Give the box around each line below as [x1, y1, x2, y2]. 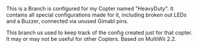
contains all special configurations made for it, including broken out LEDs [6, 11, 187, 18]
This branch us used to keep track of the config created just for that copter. [6, 29, 193, 36]
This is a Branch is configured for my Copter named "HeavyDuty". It [6, 5, 174, 12]
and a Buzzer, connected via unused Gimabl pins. [6, 18, 129, 24]
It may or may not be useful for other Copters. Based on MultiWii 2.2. [6, 36, 177, 42]
